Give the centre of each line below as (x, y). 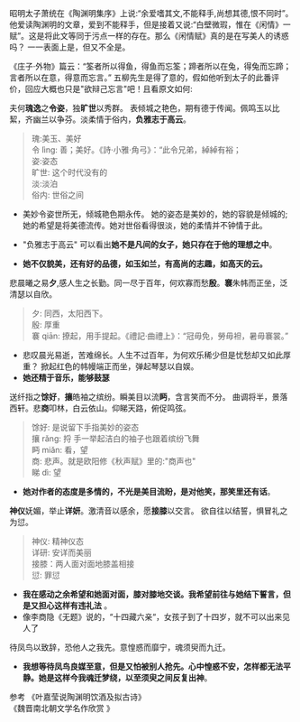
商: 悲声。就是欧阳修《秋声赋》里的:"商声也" (114, 461)
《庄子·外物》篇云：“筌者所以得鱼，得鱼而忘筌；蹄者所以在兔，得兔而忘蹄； (150, 66)
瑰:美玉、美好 (56, 139)
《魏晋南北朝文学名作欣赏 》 (62, 708)
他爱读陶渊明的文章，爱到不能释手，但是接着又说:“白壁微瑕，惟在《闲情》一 (150, 24)
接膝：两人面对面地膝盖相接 (83, 564)
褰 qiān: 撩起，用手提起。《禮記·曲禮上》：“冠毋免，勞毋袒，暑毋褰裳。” (160, 336)
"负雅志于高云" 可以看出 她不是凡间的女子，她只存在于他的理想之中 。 (150, 245)
